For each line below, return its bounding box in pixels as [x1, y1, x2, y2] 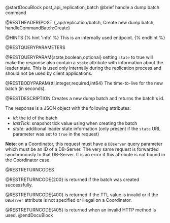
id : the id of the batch [12, 115, 58, 121]
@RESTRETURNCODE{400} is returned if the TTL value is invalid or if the [5, 192, 158, 198]
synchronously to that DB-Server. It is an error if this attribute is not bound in [5, 152, 165, 157]
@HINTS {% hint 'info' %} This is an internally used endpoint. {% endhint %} [5, 35, 165, 40]
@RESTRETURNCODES [5, 167, 54, 172]
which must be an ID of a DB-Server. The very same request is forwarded [5, 146, 159, 152]
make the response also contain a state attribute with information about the [5, 60, 163, 65]
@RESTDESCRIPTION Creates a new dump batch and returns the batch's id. [5, 96, 165, 101]
